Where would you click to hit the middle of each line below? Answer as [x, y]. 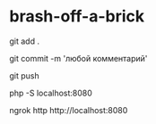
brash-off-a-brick [77, 17]
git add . [25, 41]
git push [25, 75]
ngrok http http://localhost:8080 [69, 110]
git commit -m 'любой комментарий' [78, 58]
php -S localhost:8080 [51, 93]
